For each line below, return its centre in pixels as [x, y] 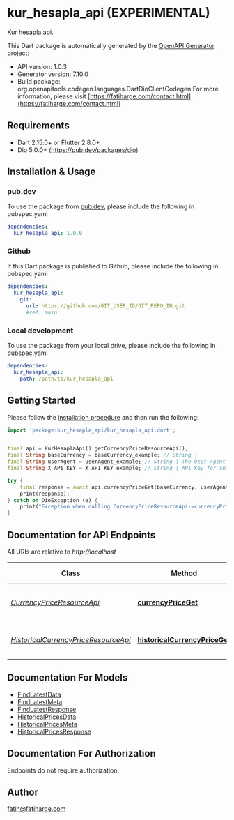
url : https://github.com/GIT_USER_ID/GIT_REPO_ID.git [106, 306]
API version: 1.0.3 [42, 66]
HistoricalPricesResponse [54, 731]
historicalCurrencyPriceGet [184, 640]
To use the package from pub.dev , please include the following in [101, 206]
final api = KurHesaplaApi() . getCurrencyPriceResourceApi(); [98, 449]
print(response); [45, 494]
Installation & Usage [52, 172]
